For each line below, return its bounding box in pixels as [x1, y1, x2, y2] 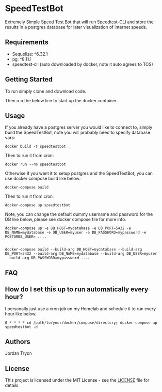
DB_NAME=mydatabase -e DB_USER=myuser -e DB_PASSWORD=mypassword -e [5, 230, 146, 235]
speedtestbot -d [5, 324, 38, 329]
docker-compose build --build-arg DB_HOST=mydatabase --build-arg [5, 247, 142, 252]
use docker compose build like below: [5, 175, 81, 182]
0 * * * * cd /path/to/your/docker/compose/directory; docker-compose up [5, 320, 158, 325]
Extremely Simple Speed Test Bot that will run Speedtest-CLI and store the [5, 19, 154, 25]
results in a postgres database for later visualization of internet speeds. [5, 24, 147, 30]
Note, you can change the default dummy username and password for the [5, 211, 153, 217]
